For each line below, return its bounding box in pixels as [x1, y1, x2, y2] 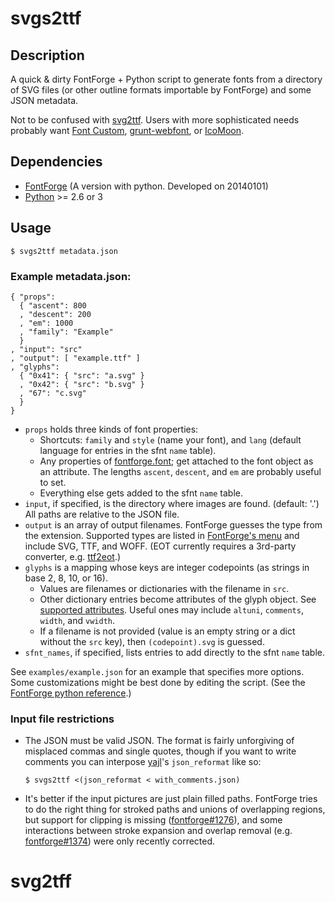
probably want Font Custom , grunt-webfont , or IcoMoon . [10, 125, 244, 136]
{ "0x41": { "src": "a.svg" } [19, 370, 145, 381]
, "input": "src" [10, 344, 83, 354]
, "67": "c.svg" [19, 388, 87, 398]
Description [10, 47, 85, 64]
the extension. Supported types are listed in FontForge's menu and [24, 529, 300, 541]
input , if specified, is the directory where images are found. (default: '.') [24, 497, 320, 509]
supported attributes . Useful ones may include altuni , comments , [39, 603, 304, 616]
